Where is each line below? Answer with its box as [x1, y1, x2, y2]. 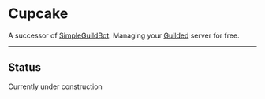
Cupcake [8, 5, 69, 23]
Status [8, 60, 42, 75]
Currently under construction [8, 82, 103, 91]
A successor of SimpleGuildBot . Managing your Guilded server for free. [8, 31, 240, 40]
